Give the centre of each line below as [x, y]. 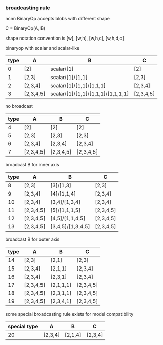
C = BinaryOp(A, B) [25, 28]
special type [23, 327]
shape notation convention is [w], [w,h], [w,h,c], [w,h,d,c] [65, 38]
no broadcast [19, 106]
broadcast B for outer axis [32, 239]
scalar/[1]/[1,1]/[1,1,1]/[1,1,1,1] [90, 94]
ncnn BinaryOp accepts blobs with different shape [58, 19]
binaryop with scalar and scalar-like [43, 48]
